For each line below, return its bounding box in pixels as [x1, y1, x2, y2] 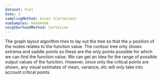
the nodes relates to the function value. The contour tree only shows [5, 44, 142, 49]
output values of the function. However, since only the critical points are [5, 59, 149, 65]
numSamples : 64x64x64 [5, 20, 49, 26]
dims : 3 [5, 12, 21, 16]
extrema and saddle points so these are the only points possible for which [5, 49, 153, 55]
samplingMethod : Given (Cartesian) [5, 16, 77, 21]
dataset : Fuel [5, 7, 34, 12]
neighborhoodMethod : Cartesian [5, 25, 68, 30]
